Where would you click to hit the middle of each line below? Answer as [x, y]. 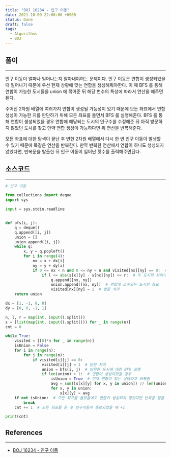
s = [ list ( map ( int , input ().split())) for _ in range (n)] [68, 322]
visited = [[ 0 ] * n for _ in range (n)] [54, 341]
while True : [18, 336]
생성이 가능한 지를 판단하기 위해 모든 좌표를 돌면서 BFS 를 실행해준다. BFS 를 [81, 115]
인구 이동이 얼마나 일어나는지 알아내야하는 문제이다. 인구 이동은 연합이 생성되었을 [85, 78]
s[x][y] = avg [75, 393]
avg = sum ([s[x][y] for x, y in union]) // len [102, 384]
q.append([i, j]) [33, 232]
